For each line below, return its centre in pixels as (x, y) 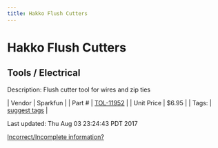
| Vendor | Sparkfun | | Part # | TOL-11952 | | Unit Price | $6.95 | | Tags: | (109, 103)
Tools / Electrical (44, 73)
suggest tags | (28, 110)
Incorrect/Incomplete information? (56, 137)
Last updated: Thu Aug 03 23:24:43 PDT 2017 (72, 123)
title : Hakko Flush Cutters (48, 13)
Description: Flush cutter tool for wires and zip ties (79, 89)
